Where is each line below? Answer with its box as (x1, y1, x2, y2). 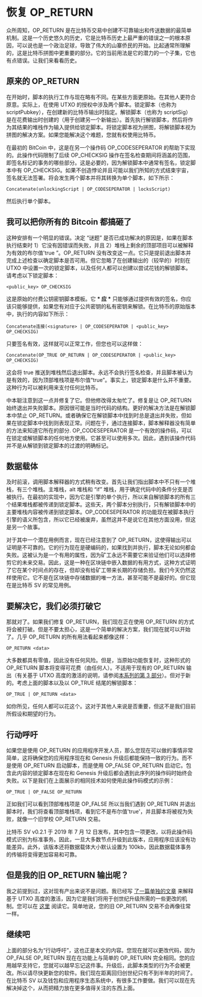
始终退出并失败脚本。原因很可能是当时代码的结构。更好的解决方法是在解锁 (6, 404, 191, 411)
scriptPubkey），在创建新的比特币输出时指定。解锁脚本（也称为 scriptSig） (6, 108, 191, 115)
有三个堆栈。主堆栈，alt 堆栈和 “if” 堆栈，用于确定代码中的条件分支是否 (16, 486, 194, 493)
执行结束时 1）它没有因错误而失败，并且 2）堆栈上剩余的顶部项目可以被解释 (6, 241, 194, 249)
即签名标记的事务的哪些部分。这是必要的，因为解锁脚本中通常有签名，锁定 (6, 159, 191, 166)
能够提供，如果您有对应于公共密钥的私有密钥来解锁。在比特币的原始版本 (16, 302, 196, 310)
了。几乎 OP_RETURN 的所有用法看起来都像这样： (6, 633, 130, 640)
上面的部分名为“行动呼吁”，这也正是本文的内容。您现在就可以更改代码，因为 (6, 946, 195, 954)
